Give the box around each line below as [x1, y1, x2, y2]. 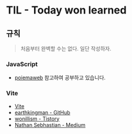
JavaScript [6, 60, 38, 68]
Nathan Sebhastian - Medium [14, 121, 86, 128]
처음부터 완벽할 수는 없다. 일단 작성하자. [20, 45, 111, 52]
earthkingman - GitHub [14, 109, 70, 116]
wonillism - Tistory [14, 115, 60, 122]
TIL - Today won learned [6, 4, 127, 17]
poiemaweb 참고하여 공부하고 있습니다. [14, 74, 106, 81]
